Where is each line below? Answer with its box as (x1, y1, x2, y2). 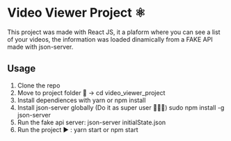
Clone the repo (17, 81, 61, 90)
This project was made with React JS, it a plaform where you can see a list (7, 28, 221, 36)
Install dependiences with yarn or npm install (17, 96, 146, 104)
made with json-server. (7, 42, 74, 51)
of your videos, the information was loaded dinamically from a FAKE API (7, 35, 214, 43)
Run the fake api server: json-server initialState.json (17, 118, 166, 126)
